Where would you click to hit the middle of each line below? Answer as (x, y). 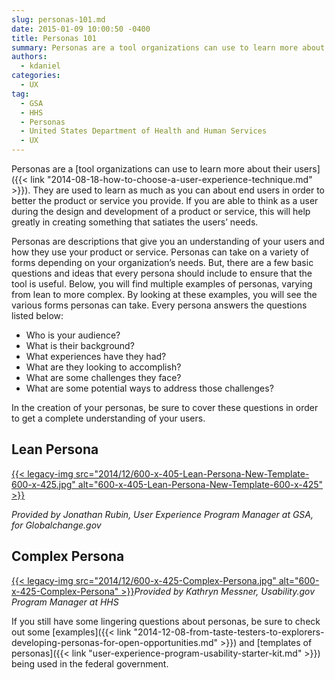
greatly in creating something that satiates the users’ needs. (135, 222)
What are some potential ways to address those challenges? (149, 388)
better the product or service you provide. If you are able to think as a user (165, 200)
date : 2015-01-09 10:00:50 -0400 (81, 29)
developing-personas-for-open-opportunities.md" (115, 642)
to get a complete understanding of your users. (108, 418)
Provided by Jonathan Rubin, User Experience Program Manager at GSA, (162, 514)
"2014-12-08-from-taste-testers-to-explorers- (229, 632)
